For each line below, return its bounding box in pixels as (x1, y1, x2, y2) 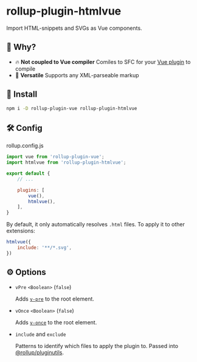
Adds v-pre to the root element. (15, 295, 94, 302)
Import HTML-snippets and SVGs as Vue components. (6, 24, 142, 32)
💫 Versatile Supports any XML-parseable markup (15, 71, 139, 78)
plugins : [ (17, 187, 45, 193)
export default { (6, 170, 50, 176)
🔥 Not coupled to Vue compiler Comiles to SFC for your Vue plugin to (15, 58, 191, 65)
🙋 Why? (6, 42, 36, 52)
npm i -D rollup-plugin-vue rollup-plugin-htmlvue (6, 105, 137, 111)
